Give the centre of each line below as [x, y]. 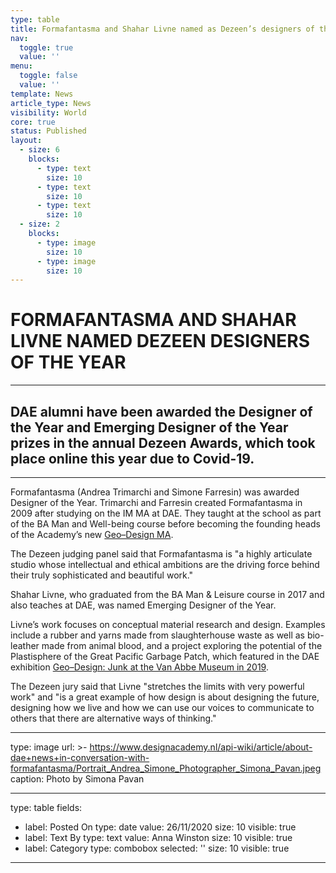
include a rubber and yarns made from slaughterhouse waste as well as [157, 635]
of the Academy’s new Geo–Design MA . [92, 534]
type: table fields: [46, 807]
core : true [33, 122]
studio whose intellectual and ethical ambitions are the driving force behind [165, 564]
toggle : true [46, 47]
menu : [21, 66]
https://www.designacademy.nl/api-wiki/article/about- [201, 747]
